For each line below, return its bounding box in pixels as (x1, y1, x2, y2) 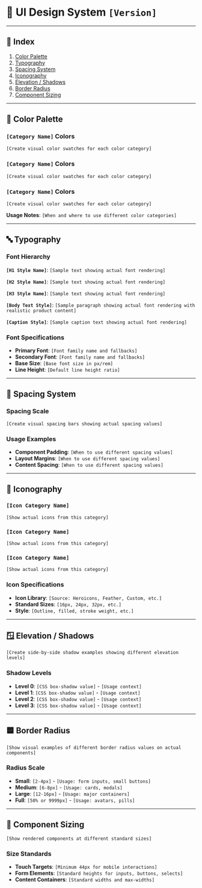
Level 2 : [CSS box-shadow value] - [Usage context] (14, 695, 142, 703)
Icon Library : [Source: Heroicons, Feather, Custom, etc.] (14, 594, 162, 601)
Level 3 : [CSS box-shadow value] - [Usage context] (14, 701, 142, 709)
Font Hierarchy (6, 253, 51, 261)
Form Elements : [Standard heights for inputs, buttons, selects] (14, 869, 183, 877)
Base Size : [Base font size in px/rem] (14, 360, 113, 367)
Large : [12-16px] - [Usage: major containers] (14, 790, 130, 797)
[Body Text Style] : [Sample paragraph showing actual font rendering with (6, 301, 195, 309)
